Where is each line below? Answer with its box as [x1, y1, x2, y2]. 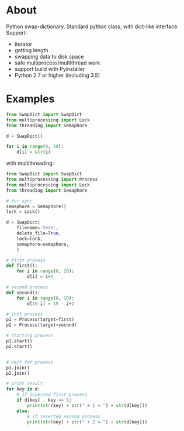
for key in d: [6, 386, 41, 392]
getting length [14, 46, 48, 53]
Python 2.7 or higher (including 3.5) [14, 72, 100, 79]
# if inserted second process [27, 413, 100, 419]
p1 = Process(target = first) [6, 317, 75, 323]
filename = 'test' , [16, 225, 59, 231]
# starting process [6, 332, 54, 339]
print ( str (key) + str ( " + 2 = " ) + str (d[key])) [27, 419, 148, 425]
